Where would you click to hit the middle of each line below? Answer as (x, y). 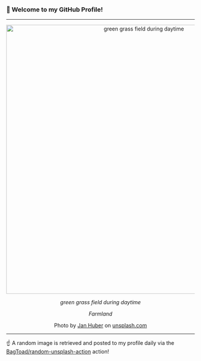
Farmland (100, 314)
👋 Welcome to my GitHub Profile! (55, 10)
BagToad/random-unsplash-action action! (58, 351)
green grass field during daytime (100, 302)
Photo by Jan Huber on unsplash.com (100, 326)
